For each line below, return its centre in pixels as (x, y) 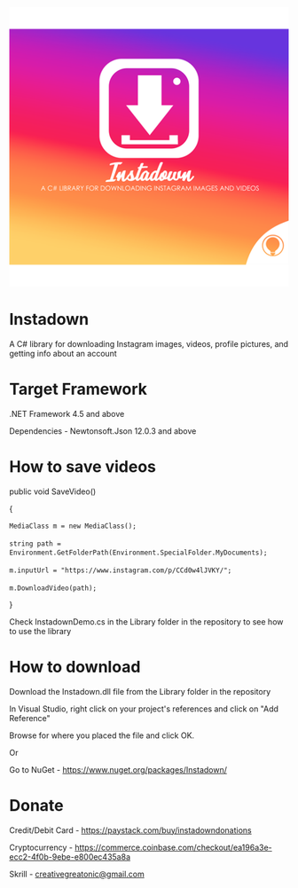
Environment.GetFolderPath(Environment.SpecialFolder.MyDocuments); (138, 553)
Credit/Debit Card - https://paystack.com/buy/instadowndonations (130, 830)
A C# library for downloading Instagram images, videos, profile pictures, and (149, 343)
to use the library (40, 631)
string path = (35, 544)
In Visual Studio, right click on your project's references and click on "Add (144, 709)
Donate (36, 805)
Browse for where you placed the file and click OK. (102, 735)
